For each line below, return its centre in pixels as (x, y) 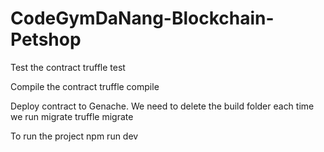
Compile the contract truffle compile (85, 86)
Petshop (46, 39)
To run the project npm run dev (74, 136)
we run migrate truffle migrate (72, 116)
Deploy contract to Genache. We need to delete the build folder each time (162, 106)
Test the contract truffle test (68, 67)
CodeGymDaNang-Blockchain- (142, 18)
